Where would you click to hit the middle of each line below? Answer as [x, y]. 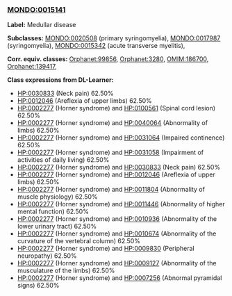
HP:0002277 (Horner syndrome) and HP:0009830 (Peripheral [106, 249]
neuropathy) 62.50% [47, 256]
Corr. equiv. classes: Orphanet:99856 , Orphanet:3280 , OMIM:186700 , [108, 59]
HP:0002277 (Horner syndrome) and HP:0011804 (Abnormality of [111, 190]
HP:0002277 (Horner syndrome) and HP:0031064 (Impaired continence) [121, 138]
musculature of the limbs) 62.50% [66, 271]
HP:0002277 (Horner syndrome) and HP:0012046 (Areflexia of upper [116, 174]
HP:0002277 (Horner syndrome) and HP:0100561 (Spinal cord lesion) [116, 108]
